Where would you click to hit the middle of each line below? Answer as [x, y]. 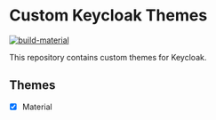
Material [37, 107]
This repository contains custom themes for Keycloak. [108, 57]
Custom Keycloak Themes [108, 16]
